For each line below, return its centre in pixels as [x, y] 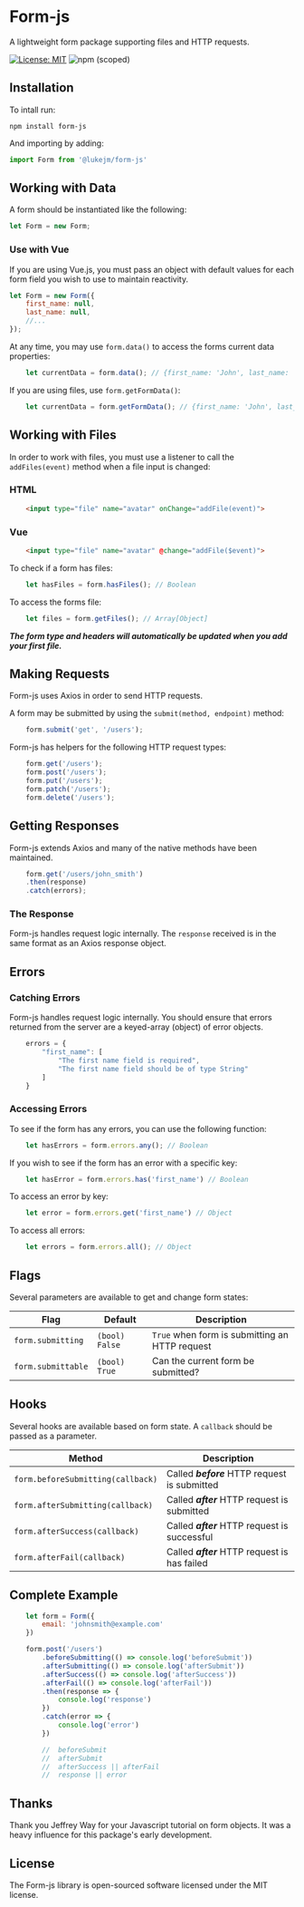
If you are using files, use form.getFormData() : [95, 390]
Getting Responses [64, 826]
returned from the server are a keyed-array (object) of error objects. [137, 1027]
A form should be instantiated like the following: [98, 209]
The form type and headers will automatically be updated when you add [148, 635]
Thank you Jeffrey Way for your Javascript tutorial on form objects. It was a [150, 1825]
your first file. [36, 645]
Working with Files [63, 436]
